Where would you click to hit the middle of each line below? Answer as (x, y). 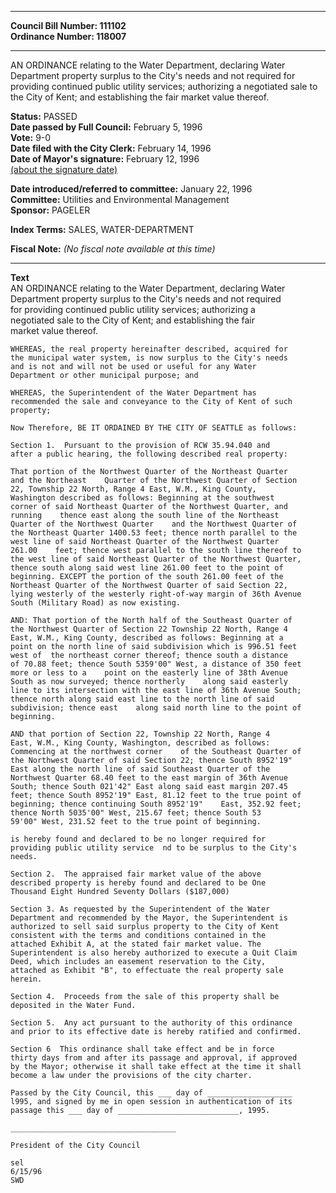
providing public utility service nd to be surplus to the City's (154, 848)
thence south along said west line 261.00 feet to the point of (147, 568)
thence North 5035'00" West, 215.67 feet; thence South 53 (136, 813)
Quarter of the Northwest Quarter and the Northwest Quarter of (154, 524)
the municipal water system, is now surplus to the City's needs (149, 358)
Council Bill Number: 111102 (68, 25)
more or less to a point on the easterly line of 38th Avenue (149, 673)
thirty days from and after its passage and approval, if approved (154, 1058)
